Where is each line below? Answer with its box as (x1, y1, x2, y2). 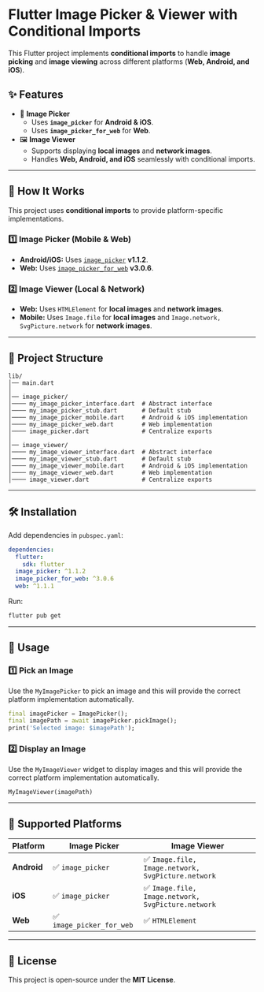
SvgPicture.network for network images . (19, 321, 152, 330)
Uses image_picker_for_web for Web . (31, 125, 151, 135)
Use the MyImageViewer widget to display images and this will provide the (8, 764, 243, 774)
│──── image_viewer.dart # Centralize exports (8, 475, 213, 483)
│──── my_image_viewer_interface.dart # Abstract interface (8, 448, 213, 456)
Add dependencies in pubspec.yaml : (8, 530, 123, 539)
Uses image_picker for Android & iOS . (31, 117, 154, 127)
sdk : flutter (22, 560, 65, 569)
